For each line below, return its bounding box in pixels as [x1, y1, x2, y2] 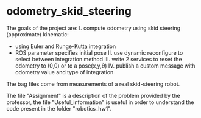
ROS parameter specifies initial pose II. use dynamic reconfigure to [15, 49, 183, 56]
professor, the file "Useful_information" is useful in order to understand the [6, 99, 194, 106]
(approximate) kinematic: [6, 30, 69, 38]
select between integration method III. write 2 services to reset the [15, 55, 182, 63]
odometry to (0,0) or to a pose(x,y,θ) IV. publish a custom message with [15, 62, 196, 69]
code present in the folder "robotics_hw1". [6, 105, 112, 112]
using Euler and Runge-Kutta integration [15, 43, 116, 50]
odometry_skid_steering [6, 4, 132, 18]
